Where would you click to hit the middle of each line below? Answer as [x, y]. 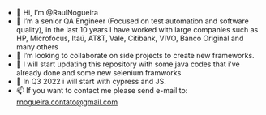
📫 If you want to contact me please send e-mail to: [102, 90]
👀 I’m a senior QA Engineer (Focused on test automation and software [132, 21]
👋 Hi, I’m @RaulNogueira [57, 13]
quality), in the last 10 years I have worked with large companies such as [137, 30]
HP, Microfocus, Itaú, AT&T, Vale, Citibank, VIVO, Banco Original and [130, 38]
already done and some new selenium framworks [99, 72]
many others [37, 47]
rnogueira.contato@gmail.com [67, 102]
